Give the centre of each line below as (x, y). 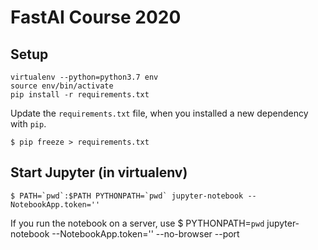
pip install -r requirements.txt (80, 95)
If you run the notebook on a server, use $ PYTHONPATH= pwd (137, 223)
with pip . (28, 124)
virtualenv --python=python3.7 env (84, 77)
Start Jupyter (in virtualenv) (99, 172)
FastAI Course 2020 (96, 17)
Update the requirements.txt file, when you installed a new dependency (159, 113)
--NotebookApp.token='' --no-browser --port (145, 233)
